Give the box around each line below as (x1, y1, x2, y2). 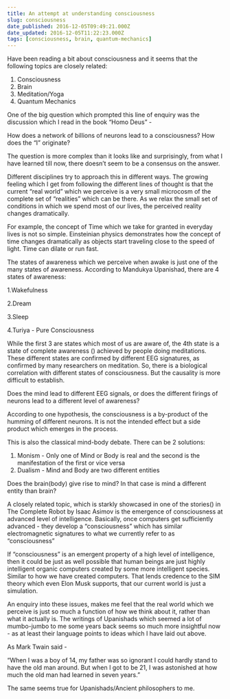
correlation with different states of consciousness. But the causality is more (7, 369, 221, 377)
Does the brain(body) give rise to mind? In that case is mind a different (7, 480, 207, 488)
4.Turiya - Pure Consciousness (7, 326, 95, 334)
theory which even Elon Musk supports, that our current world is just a (7, 580, 206, 588)
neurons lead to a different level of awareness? (7, 397, 140, 405)
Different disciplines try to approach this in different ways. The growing (7, 173, 209, 181)
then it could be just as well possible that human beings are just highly (7, 558, 206, 566)
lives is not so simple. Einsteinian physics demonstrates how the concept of (7, 230, 221, 239)
